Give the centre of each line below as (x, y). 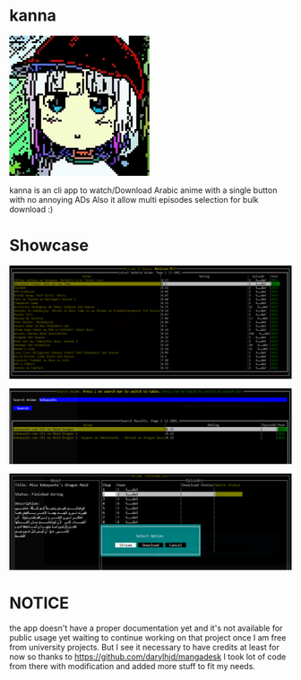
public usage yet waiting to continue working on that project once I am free (148, 637)
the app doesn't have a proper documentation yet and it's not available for (146, 628)
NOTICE (39, 603)
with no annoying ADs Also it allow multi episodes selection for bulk (134, 199)
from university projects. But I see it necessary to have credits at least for (144, 647)
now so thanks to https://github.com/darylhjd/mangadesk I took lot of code (148, 657)
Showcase (49, 245)
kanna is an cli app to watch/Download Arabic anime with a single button (143, 190)
